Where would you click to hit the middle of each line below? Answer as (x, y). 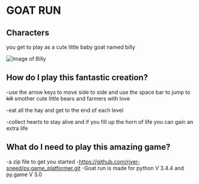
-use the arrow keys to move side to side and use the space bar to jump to (98, 92)
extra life (17, 128)
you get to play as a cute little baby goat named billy (71, 47)
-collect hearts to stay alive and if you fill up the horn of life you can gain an (100, 121)
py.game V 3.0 (24, 174)
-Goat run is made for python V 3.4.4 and (133, 168)
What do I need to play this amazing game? (88, 147)
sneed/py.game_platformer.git (44, 168)
